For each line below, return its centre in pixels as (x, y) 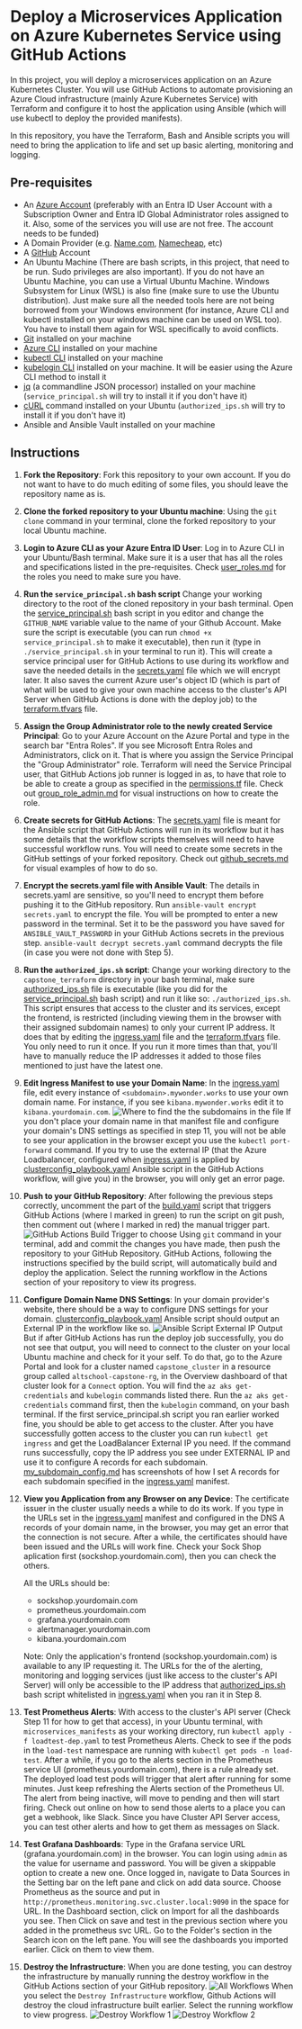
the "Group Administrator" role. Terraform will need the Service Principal (157, 764)
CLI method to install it (65, 376)
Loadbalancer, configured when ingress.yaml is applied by (132, 1159)
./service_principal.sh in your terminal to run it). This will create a (148, 651)
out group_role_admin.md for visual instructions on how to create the (151, 793)
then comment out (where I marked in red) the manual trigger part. (147, 1224)
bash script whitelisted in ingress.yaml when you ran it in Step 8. (142, 1694)
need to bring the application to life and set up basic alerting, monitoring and (152, 145)
